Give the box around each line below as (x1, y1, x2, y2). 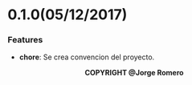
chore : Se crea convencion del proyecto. (18, 52, 155, 62)
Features (7, 34, 43, 46)
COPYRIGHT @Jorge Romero (84, 68, 184, 78)
